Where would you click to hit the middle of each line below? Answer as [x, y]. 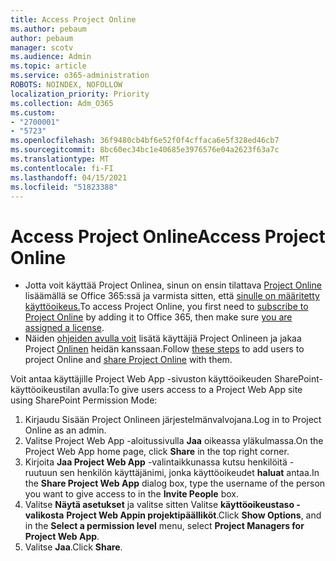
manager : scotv [42, 47]
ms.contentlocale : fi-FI [62, 168]
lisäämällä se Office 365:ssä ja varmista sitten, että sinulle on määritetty [172, 296]
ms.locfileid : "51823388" [64, 187]
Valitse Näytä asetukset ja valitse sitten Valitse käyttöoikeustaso [159, 505]
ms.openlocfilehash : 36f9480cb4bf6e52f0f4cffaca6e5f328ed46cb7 [145, 141]
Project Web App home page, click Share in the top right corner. [157, 452]
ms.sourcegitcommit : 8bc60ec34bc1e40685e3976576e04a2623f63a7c [145, 150]
